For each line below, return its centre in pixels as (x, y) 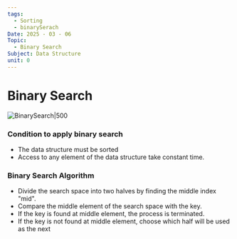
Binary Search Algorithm (51, 176)
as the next (34, 229)
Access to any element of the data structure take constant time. (111, 157)
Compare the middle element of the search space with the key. (110, 206)
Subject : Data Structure (44, 54)
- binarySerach (36, 27)
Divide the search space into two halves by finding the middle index (117, 191)
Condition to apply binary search (65, 134)
